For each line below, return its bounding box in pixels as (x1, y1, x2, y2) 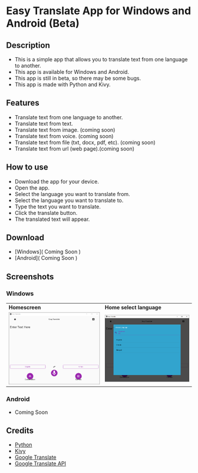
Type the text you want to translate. (14, 203, 101, 210)
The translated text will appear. (14, 216, 90, 223)
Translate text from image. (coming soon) (14, 126, 115, 133)
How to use (6, 162, 48, 172)
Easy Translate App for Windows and (6, 4, 192, 18)
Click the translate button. (14, 209, 78, 216)
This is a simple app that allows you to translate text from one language (14, 56, 188, 63)
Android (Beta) (6, 17, 80, 30)
